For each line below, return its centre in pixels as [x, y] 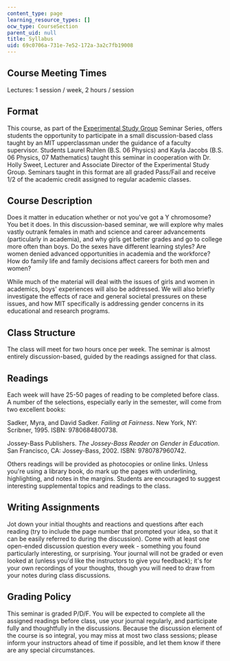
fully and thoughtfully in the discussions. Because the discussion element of [115, 628]
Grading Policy [39, 597]
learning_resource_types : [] [49, 20]
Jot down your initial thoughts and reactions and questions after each [105, 524]
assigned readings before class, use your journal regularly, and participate [112, 620]
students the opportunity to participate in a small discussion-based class [110, 136]
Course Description [50, 201]
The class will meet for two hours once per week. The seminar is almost [109, 349]
